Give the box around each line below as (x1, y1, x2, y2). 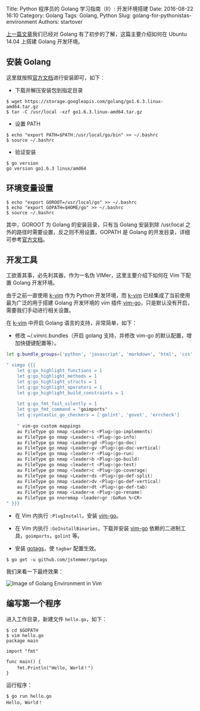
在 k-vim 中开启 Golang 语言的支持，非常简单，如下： (6, 319, 137, 326)
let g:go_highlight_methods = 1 (17, 373, 97, 379)
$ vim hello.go (6, 632, 44, 638)
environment (6, 18, 37, 25)
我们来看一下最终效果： (6, 568, 64, 575)
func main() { (6, 659, 42, 665)
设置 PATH (14, 120, 40, 127)
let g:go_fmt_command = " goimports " (17, 407, 108, 413)
